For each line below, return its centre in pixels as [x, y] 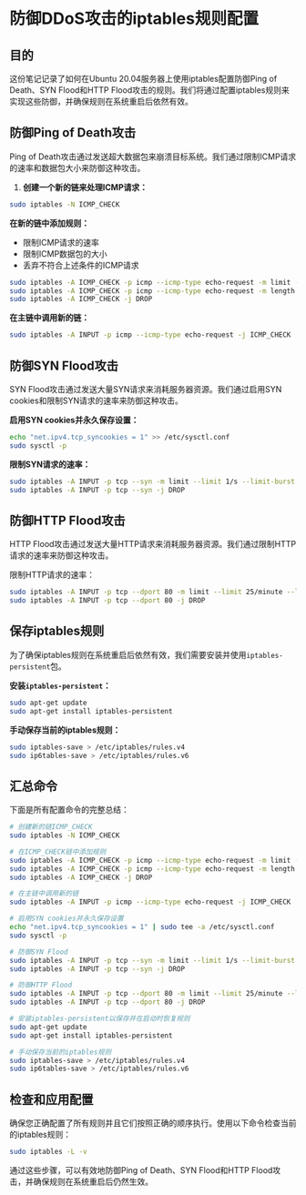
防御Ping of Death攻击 [73, 133]
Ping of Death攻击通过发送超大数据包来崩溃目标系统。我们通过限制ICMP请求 [153, 157]
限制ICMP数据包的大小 [65, 253]
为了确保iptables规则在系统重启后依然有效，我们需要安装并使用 [128, 654]
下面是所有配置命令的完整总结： [69, 810]
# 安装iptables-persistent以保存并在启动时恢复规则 [100, 1019]
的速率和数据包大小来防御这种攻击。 [77, 167]
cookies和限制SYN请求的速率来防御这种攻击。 [97, 400]
